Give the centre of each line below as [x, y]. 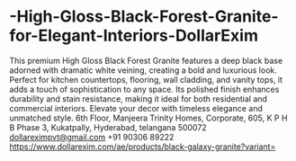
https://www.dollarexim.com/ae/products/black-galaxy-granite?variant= [143, 147]
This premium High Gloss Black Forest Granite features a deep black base [146, 60]
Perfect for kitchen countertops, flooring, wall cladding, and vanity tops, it [146, 79]
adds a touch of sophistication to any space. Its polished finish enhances [144, 89]
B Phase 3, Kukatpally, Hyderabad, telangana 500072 [108, 127]
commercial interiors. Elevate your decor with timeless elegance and [136, 108]
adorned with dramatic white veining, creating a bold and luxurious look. [143, 70]
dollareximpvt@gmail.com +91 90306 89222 [92, 137]
